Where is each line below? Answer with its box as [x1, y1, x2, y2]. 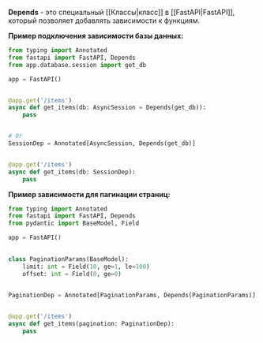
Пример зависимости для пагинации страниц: [8, 189, 171, 199]
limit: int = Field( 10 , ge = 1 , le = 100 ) [22, 263, 150, 270]
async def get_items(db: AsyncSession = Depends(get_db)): [8, 103, 207, 112]
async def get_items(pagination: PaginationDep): [8, 320, 175, 328]
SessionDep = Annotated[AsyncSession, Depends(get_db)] [8, 140, 196, 147]
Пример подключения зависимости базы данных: [8, 32, 184, 40]
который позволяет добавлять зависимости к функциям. [8, 16, 201, 25]
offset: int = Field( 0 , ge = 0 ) [22, 270, 122, 278]
